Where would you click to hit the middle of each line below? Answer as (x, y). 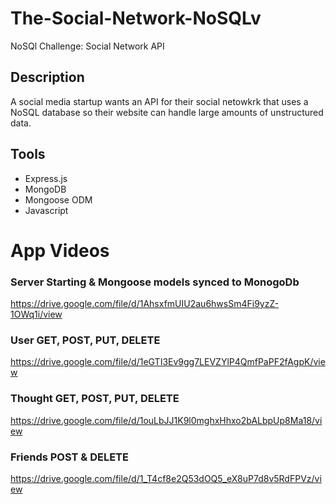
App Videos (60, 250)
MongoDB (45, 189)
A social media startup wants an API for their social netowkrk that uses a (159, 101)
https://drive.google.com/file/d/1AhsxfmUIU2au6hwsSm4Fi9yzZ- (145, 304)
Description (47, 77)
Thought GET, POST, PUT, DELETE (95, 399)
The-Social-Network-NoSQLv (136, 18)
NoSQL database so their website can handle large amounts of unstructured (167, 112)
